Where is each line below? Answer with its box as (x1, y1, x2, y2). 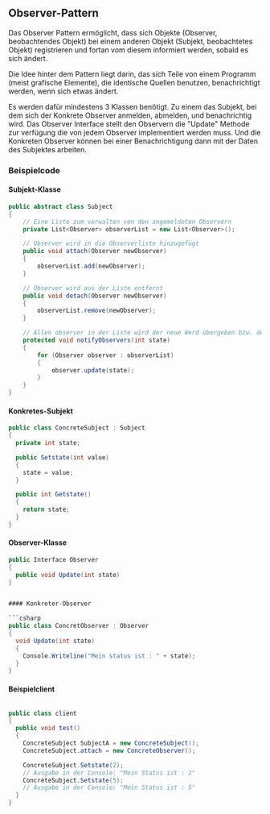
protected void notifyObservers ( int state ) (22, 336, 171, 345)
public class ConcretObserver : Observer (8, 622, 149, 630)
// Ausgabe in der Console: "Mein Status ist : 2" (22, 769, 196, 777)
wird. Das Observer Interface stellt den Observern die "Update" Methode (8, 118, 250, 128)
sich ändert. (8, 53, 48, 63)
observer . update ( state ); (51, 366, 135, 374)
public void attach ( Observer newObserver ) (22, 247, 167, 255)
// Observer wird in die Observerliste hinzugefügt (22, 239, 199, 248)
